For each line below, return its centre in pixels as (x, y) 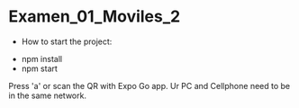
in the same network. (48, 95)
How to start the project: (67, 41)
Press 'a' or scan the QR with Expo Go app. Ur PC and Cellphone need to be (149, 85)
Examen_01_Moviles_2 (95, 17)
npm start (39, 68)
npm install (42, 58)
